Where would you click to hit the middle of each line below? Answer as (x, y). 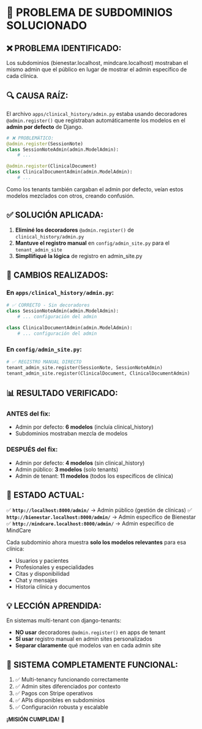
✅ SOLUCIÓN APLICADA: (55, 215)
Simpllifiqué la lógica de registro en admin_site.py (79, 256)
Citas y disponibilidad (42, 573)
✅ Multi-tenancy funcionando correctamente (72, 679)
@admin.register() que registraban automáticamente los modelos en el (96, 120)
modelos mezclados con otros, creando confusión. (70, 196)
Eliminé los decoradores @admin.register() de (75, 230)
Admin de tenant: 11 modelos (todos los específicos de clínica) (94, 476)
